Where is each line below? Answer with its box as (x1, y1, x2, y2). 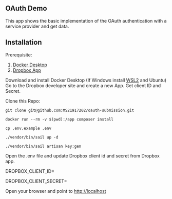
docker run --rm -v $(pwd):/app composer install (5, 116, 114, 122)
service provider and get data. (5, 23, 69, 29)
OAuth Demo (5, 4, 47, 13)
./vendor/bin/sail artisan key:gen (5, 144, 82, 149)
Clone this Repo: (5, 97, 40, 104)
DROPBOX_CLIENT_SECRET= (5, 178, 67, 184)
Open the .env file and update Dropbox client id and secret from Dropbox (5, 152, 160, 158)
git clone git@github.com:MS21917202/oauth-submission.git (5, 108, 135, 113)
